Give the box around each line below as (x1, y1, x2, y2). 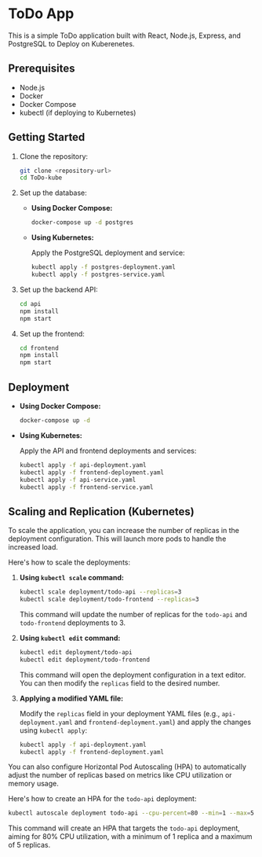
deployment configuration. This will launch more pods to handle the (8, 534, 227, 543)
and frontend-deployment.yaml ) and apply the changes (74, 717, 252, 726)
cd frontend (19, 344, 59, 352)
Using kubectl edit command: (19, 633, 121, 642)
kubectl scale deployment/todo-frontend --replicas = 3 (19, 595, 199, 604)
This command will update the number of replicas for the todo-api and (19, 609, 248, 619)
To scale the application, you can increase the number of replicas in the (8, 526, 239, 535)
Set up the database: (19, 188, 88, 197)
